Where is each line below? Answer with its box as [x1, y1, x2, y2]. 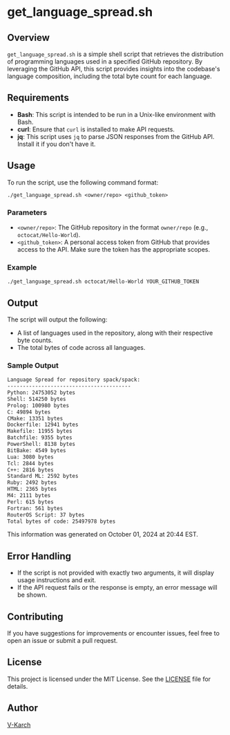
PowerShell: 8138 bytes [7, 440, 76, 448]
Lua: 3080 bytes [7, 454, 54, 460]
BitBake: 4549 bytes [7, 447, 67, 454]
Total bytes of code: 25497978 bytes [7, 518, 116, 525]
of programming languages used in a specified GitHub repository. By [7, 57, 202, 66]
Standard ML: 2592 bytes [7, 473, 79, 480]
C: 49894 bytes [7, 409, 51, 416]
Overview [7, 32, 50, 44]
